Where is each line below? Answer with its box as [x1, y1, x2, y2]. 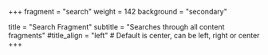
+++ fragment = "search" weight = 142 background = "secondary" [8, 7, 227, 16]
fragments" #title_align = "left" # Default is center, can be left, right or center [8, 31, 260, 40]
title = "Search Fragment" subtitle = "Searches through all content [8, 22, 225, 31]
